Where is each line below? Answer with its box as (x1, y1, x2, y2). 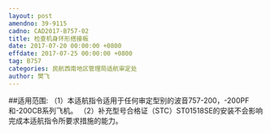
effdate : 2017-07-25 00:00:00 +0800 (8, 49, 133, 58)
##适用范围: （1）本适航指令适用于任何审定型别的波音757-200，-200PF (8, 95, 250, 105)
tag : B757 (8, 58, 42, 66)
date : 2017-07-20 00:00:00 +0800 (8, 42, 122, 50)
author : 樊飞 (8, 72, 50, 80)
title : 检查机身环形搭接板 (8, 34, 90, 43)
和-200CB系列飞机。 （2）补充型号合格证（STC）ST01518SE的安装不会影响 (8, 105, 263, 115)
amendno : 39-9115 (8, 19, 68, 28)
